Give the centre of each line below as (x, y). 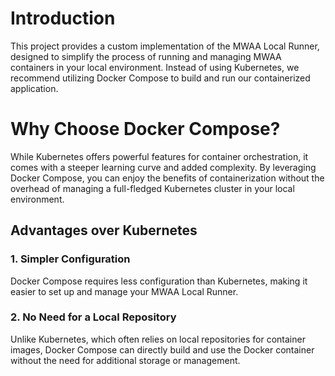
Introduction (63, 18)
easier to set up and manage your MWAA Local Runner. (124, 291)
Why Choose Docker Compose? (145, 129)
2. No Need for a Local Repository (93, 317)
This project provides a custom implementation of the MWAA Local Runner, (165, 46)
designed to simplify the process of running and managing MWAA (146, 56)
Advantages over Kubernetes (104, 230)
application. (34, 88)
